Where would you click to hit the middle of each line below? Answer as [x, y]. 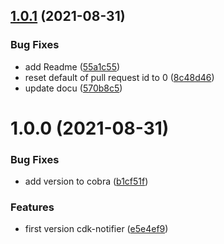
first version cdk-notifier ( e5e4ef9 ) [96, 229]
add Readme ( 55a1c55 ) [72, 66]
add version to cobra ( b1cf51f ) [86, 181]
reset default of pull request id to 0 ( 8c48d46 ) [119, 77]
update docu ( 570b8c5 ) [73, 88]
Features [32, 207]
